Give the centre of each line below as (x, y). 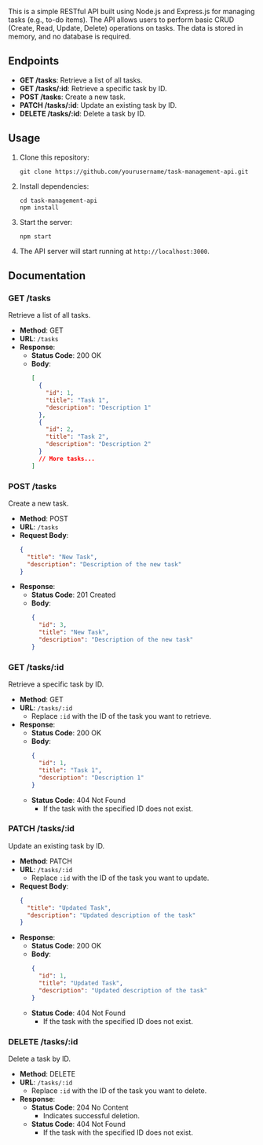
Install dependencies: (54, 186)
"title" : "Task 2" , (78, 437)
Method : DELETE (47, 1074)
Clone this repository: (54, 157)
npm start (36, 236)
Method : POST (44, 518)
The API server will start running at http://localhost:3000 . (115, 251)
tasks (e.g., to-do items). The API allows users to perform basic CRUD (121, 20)
